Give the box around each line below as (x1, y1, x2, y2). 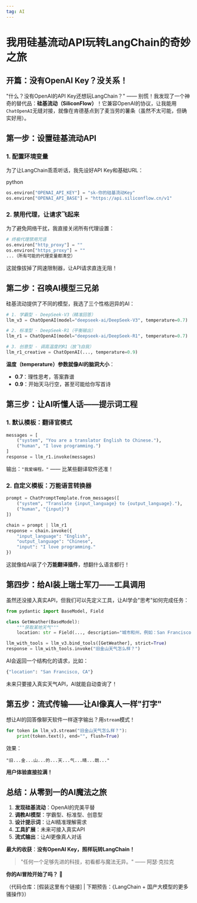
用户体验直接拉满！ (6, 768, 53, 775)
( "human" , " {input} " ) (16, 506, 69, 512)
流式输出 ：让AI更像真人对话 (14, 833, 82, 841)
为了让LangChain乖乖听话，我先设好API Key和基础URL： (6, 167, 143, 174)
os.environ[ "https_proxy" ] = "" (6, 248, 85, 253)
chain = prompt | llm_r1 (6, 522, 67, 528)
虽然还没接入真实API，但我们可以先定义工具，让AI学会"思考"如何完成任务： (6, 596, 189, 603)
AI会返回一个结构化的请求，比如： (6, 657, 89, 664)
